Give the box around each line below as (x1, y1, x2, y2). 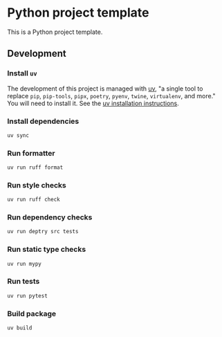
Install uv (7, 69, 37, 78)
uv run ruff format (7, 164, 64, 171)
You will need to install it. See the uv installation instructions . (7, 99, 180, 107)
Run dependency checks (7, 212, 93, 222)
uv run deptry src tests (7, 228, 79, 235)
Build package (7, 309, 57, 318)
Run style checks (7, 180, 67, 190)
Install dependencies (7, 116, 80, 126)
